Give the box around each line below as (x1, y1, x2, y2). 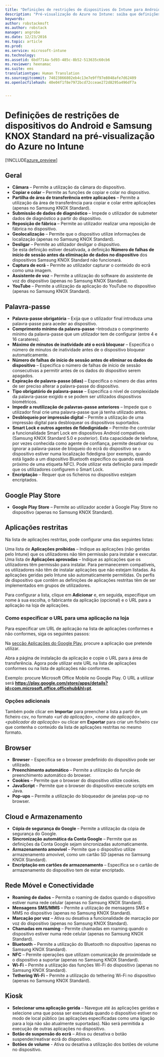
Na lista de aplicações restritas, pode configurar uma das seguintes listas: (5, 536, 154, 542)
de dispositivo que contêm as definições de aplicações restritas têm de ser (5, 577, 156, 583)
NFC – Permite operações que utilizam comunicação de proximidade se (12, 951, 157, 958)
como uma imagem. (12, 267, 52, 273)
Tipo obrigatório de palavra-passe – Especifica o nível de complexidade (12, 388, 159, 394)
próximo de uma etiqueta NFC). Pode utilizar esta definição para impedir (12, 461, 158, 467)
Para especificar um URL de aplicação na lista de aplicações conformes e (5, 625, 153, 632)
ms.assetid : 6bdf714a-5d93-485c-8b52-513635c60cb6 (5, 57, 110, 62)
